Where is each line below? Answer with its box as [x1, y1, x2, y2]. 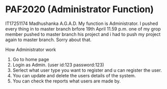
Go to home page [12, 56, 49, 62]
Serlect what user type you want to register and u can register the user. [12, 67, 162, 73]
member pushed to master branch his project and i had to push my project [5, 31, 161, 37]
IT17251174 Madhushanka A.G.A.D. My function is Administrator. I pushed [5, 20, 158, 26]
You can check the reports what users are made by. [12, 78, 121, 84]
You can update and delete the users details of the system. [12, 72, 136, 78]
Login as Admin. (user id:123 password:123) [12, 62, 105, 68]
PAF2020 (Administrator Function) [5, 4, 154, 15]
